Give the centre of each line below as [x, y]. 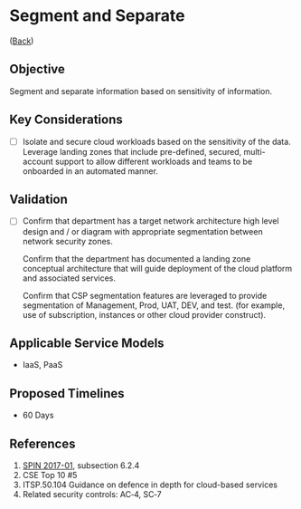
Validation [38, 200]
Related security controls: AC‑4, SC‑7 [92, 494]
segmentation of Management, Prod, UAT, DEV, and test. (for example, [154, 305]
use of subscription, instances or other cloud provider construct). [144, 314]
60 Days [38, 415]
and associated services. [69, 278]
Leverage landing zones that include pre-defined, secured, [132, 151]
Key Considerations [66, 120]
